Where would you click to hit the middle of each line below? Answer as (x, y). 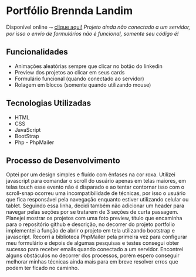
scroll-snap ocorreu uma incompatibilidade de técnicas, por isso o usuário (96, 193)
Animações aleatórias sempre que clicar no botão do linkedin (88, 66)
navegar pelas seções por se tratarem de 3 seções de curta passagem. (92, 212)
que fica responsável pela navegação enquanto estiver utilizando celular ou (97, 200)
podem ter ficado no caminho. (43, 268)
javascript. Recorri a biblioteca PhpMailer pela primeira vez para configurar (97, 237)
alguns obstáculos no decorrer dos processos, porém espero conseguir (93, 255)
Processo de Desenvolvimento (63, 160)
